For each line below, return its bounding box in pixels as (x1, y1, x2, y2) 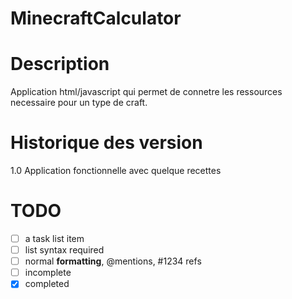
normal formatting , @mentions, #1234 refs (24, 255, 202, 267)
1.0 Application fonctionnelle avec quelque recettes (10, 165, 222, 177)
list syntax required (24, 244, 105, 256)
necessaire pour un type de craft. (10, 97, 148, 109)
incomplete (24, 267, 72, 279)
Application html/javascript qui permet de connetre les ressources (10, 86, 283, 98)
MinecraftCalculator (10, 7, 182, 30)
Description (10, 53, 110, 76)
